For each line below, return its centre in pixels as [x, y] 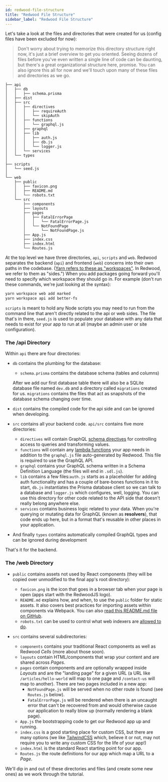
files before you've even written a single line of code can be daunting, [90, 60]
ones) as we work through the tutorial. [45, 774]
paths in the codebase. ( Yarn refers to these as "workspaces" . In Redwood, [83, 269]
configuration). [21, 330]
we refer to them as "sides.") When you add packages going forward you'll [82, 274]
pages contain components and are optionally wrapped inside [83, 667]
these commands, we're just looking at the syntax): [58, 284]
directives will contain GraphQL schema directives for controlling [88, 439]
